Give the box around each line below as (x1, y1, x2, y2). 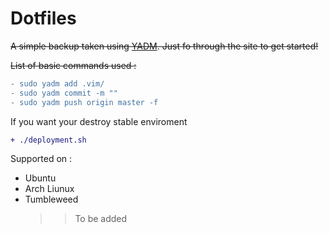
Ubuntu (24, 172, 57, 184)
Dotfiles (10, 7, 77, 30)
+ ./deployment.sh (10, 135, 87, 145)
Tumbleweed (24, 193, 79, 206)
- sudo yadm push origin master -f (10, 97, 159, 107)
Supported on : (10, 153, 73, 165)
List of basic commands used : (10, 59, 137, 71)
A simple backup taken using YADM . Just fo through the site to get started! (10, 40, 319, 52)
